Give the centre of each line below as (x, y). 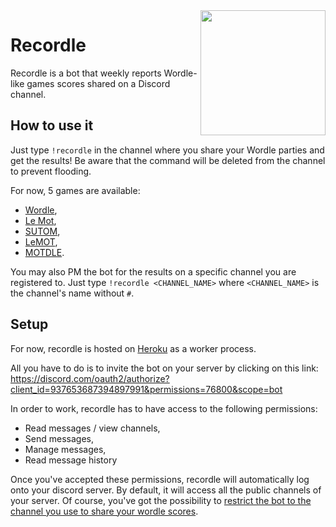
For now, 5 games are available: (75, 190)
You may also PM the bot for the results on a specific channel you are (153, 271)
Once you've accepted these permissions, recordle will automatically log (160, 479)
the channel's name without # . (72, 293)
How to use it (52, 125)
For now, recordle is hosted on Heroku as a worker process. (133, 348)
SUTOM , (42, 231)
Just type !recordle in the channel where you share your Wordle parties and (167, 150)
